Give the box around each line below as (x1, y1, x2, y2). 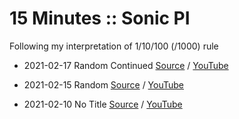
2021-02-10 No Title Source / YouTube (23, 98, 183, 110)
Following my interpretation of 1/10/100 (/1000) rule (9, 40, 219, 52)
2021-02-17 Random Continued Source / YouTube (23, 59, 229, 71)
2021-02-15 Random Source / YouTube (23, 78, 185, 91)
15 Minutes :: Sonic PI (9, 7, 191, 30)
